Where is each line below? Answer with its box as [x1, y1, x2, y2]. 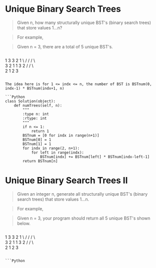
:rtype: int [22, 116, 47, 121]
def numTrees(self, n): [14, 103, 63, 108]
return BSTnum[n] [22, 158, 58, 163]
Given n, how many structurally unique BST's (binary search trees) [17, 20, 152, 25]
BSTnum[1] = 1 [22, 141, 51, 146]
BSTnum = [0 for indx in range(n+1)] [22, 133, 99, 138]
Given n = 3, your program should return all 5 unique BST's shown [17, 215, 151, 221]
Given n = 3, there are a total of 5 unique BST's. [17, 44, 113, 49]
